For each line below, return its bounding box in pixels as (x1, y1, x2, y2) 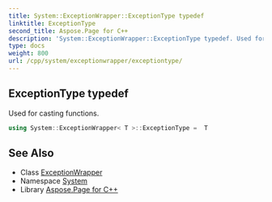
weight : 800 (8, 49, 49, 57)
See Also (8, 146, 54, 160)
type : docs (8, 42, 45, 50)
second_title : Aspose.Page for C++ (8, 27, 129, 35)
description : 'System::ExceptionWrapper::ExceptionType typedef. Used (8, 34, 252, 43)
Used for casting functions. (8, 108, 100, 118)
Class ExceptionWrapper (19, 167, 103, 178)
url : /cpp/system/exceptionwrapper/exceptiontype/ (8, 57, 183, 65)
